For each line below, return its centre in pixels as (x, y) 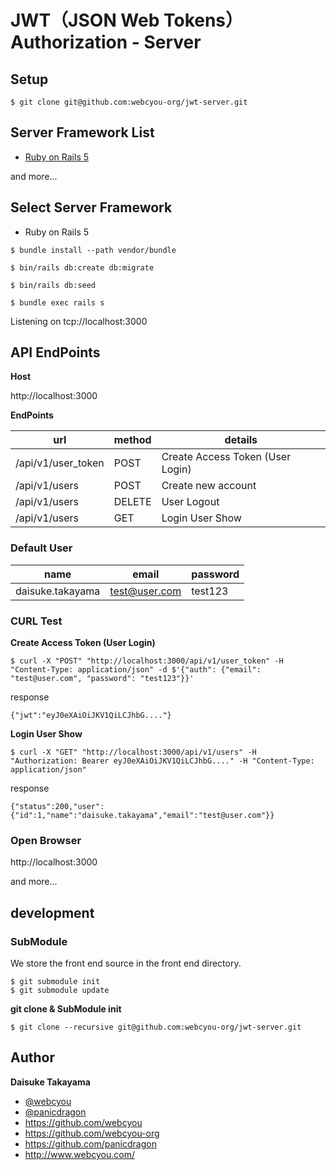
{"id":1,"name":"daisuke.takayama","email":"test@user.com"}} (142, 816)
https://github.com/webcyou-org (92, 1133)
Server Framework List (82, 132)
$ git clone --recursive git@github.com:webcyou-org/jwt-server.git (156, 1027)
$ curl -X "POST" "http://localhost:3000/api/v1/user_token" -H (147, 661)
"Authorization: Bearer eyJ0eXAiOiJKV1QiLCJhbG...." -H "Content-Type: (162, 761)
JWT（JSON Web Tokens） (127, 20)
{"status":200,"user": (57, 807)
